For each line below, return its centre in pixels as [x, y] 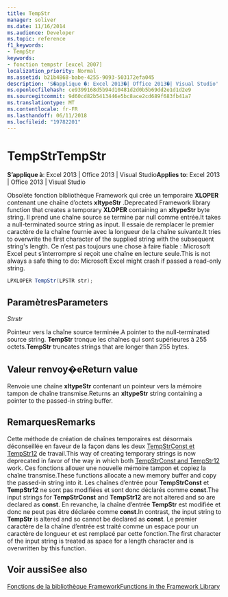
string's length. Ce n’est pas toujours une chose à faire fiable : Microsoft [109, 246]
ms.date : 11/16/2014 [37, 26]
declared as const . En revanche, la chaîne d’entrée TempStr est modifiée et [114, 504]
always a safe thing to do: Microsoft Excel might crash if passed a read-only [114, 261]
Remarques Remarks [51, 422]
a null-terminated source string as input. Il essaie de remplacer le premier [111, 224]
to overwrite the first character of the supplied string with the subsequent [111, 239]
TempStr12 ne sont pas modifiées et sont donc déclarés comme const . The [113, 490]
